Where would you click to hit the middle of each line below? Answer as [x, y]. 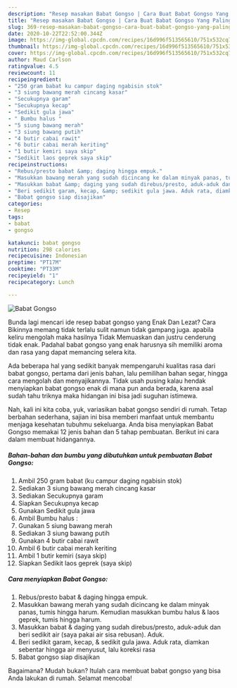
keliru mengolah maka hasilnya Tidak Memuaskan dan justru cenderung [112, 337]
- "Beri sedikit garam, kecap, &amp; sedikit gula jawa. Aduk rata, [110, 191]
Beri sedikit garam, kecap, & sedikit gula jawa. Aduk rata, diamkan [114, 641]
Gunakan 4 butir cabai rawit [58, 541]
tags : [16, 217]
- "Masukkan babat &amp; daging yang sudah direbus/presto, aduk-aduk [114, 184]
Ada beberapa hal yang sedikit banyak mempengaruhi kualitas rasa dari [112, 365]
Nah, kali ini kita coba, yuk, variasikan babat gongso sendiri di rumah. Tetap [117, 409]
